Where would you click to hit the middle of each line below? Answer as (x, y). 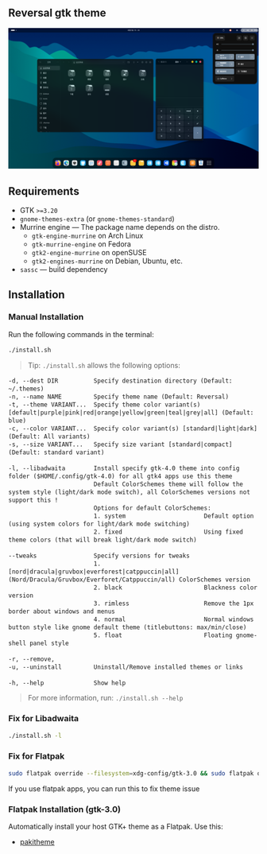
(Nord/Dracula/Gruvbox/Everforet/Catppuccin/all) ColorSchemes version (129, 580)
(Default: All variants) (49, 437)
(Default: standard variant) (56, 452)
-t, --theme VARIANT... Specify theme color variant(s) (104, 405)
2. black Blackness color (176, 588)
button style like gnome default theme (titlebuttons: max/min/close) (128, 627)
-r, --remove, (32, 659)
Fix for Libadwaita (44, 718)
